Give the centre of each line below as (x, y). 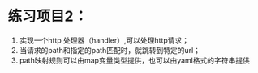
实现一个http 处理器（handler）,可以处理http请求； (104, 40)
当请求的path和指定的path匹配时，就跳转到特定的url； (110, 50)
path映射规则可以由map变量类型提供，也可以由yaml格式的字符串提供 (135, 60)
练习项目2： (48, 16)
